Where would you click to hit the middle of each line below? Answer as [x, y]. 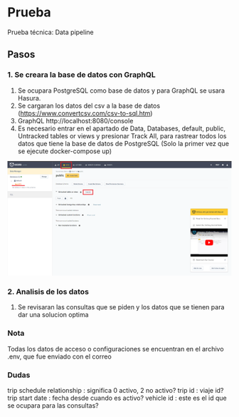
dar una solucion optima [53, 315]
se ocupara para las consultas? [53, 405]
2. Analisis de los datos [48, 292]
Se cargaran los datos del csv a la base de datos [89, 105]
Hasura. [29, 98]
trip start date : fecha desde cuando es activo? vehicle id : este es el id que [117, 398]
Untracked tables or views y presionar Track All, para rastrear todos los [122, 135]
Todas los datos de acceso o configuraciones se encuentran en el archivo [116, 349]
